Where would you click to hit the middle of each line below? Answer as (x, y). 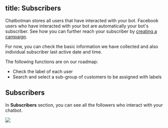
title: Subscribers (33, 8)
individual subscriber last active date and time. (54, 52)
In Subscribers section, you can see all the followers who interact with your (84, 105)
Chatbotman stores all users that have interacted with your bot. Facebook (82, 20)
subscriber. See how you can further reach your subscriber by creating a (81, 31)
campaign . (16, 36)
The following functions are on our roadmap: (52, 61)
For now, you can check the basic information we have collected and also (82, 46)
